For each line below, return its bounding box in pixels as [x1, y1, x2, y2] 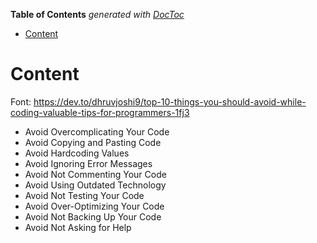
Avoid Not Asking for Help [24, 221, 132, 233]
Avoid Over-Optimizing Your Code [24, 200, 165, 212]
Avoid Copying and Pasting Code [24, 136, 162, 148]
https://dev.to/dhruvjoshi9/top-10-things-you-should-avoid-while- [33, 95, 307, 108]
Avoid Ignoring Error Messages [24, 157, 153, 169]
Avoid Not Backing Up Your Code [24, 210, 162, 223]
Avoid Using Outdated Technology [24, 179, 167, 191]
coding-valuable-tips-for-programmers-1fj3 [10, 106, 190, 118]
